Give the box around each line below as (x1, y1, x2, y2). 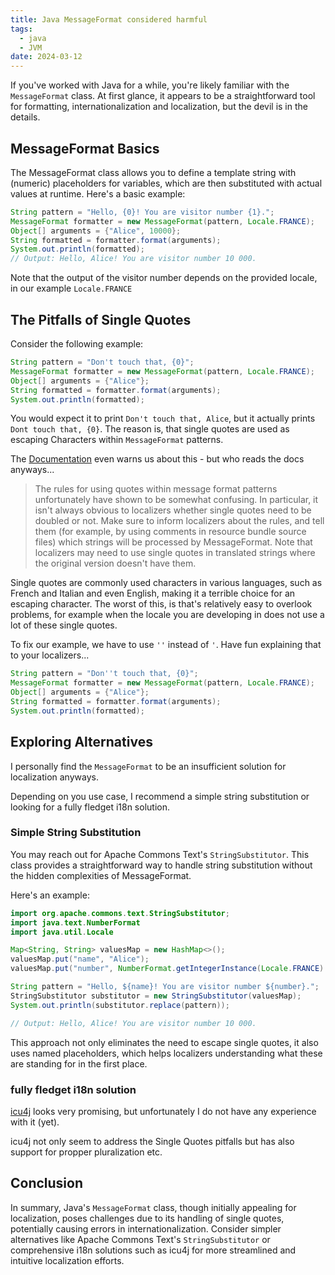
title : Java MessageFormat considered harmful (10, 14, 208, 25)
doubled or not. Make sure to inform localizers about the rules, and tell (34, 515, 325, 527)
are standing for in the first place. (10, 1057, 148, 1070)
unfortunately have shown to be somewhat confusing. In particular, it (34, 494, 319, 506)
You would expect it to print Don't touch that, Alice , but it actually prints (10, 412, 316, 425)
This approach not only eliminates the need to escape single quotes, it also (10, 1036, 319, 1048)
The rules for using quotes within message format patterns (34, 483, 278, 495)
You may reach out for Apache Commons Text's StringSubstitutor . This (10, 848, 310, 860)
